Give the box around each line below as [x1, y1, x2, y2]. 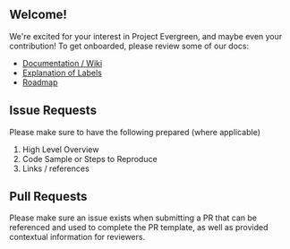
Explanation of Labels [21, 67, 103, 78]
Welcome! [9, 7, 67, 22]
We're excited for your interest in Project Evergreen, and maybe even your [9, 30, 283, 41]
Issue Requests [9, 103, 97, 118]
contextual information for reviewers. [9, 232, 146, 243]
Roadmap [21, 76, 58, 88]
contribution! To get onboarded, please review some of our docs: [9, 40, 250, 51]
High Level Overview [21, 143, 99, 155]
